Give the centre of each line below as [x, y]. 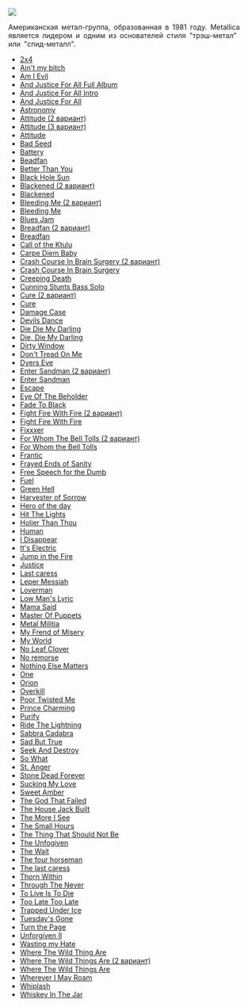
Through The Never [52, 885]
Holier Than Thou [48, 523]
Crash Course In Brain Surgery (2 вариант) [90, 261]
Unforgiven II [41, 935]
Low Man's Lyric [46, 598]
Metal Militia [40, 624]
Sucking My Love [48, 784]
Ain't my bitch [42, 68]
